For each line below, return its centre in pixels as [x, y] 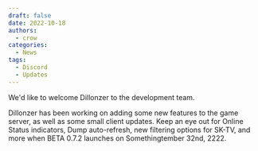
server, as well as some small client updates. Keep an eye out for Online [126, 121]
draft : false [30, 15]
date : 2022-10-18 [37, 23]
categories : [28, 45]
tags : [17, 60]
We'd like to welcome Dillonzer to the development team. [102, 97]
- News [26, 52]
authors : [23, 30]
